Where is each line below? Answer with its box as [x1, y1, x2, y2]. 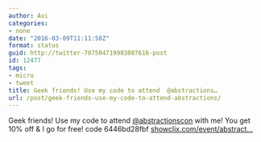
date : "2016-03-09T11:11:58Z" [8, 34, 110, 43]
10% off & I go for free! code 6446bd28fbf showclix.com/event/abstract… [8, 124, 254, 134]
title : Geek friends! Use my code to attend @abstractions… [8, 86, 218, 95]
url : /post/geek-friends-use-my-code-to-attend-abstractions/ [8, 94, 222, 102]
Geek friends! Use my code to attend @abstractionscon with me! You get [8, 116, 251, 125]
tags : [8, 64, 27, 72]
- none [8, 26, 31, 34]
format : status [8, 42, 60, 50]
